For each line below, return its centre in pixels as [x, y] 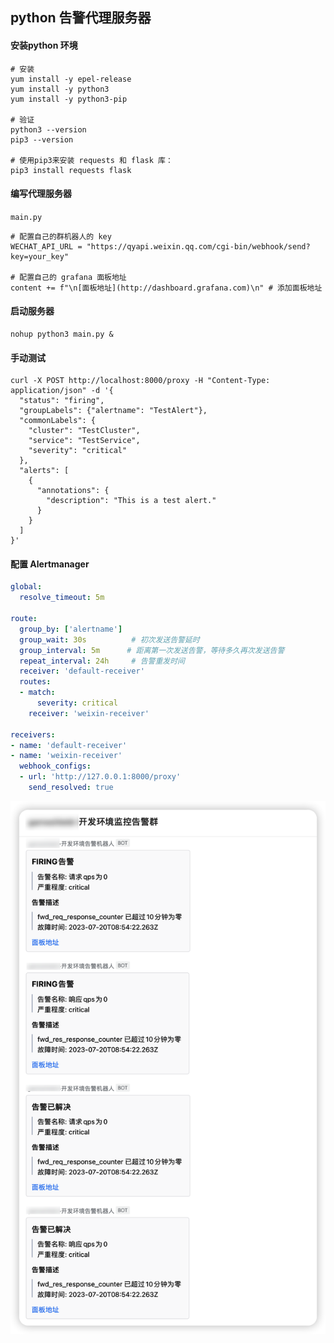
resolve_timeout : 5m [62, 598]
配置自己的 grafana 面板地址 [73, 277]
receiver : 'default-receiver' [82, 671]
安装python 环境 [44, 45]
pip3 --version [42, 139]
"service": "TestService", [84, 441]
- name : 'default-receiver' [69, 745]
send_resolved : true [71, 788]
